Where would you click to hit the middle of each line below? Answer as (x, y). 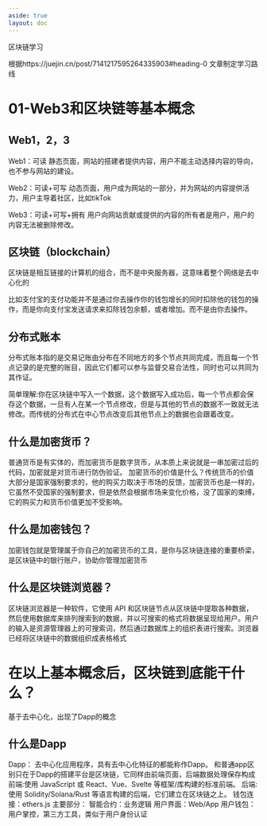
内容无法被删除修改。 (43, 224)
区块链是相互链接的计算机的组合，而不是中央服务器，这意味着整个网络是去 (130, 273)
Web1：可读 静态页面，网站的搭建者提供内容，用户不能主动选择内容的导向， (133, 161)
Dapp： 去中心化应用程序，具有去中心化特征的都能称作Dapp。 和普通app (128, 765)
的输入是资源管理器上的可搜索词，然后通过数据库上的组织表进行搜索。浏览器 (133, 628)
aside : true (28, 16)
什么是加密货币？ (50, 442)
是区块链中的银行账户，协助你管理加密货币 (78, 560)
